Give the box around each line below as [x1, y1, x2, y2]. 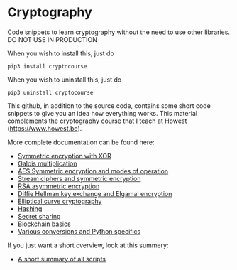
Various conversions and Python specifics [17, 227, 141, 235]
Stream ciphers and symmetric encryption [17, 174, 141, 183]
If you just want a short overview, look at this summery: [7, 241, 169, 249]
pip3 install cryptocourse [7, 63, 87, 70]
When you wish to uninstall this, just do [7, 75, 122, 84]
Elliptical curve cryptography [17, 197, 102, 205]
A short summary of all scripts [17, 254, 106, 263]
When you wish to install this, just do [7, 49, 115, 58]
